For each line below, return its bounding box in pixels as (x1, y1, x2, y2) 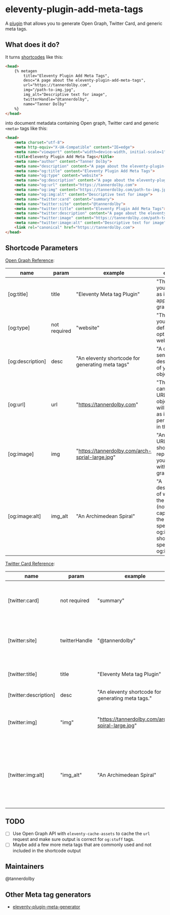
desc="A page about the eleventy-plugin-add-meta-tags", (23, 78, 146, 83)
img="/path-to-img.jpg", (23, 87, 76, 92)
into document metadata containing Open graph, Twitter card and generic (5, 120, 159, 126)
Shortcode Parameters (5, 244, 78, 252)
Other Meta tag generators (5, 890, 91, 899)
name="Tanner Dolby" (23, 101, 67, 107)
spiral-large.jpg (97, 722, 135, 729)
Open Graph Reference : (5, 257, 55, 263)
